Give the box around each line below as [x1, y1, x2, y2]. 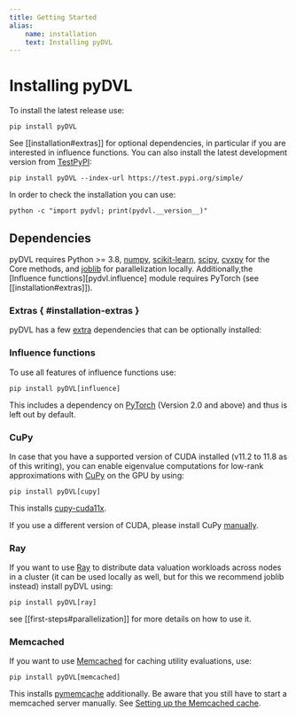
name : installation [25, 29, 97, 38]
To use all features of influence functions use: [9, 367, 177, 378]
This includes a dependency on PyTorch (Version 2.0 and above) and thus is [9, 400, 288, 410]
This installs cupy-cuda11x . [9, 503, 107, 513]
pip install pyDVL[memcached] [9, 673, 121, 682]
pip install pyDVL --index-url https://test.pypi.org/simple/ [9, 174, 244, 183]
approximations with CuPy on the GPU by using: [9, 470, 184, 480]
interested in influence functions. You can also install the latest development [9, 147, 288, 158]
